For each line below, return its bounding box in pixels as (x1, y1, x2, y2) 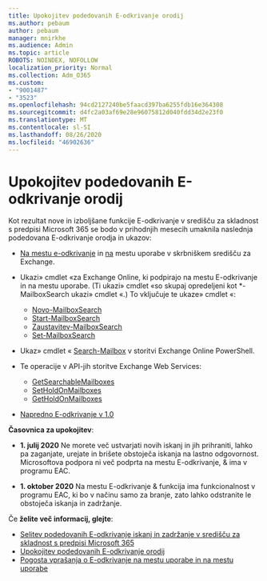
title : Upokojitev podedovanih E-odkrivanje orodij (8, 11, 184, 20)
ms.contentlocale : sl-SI (8, 123, 91, 131)
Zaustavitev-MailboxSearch (31, 322, 122, 332)
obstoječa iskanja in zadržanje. (19, 499, 122, 508)
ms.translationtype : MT (8, 116, 88, 124)
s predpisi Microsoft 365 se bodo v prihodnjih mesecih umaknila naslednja (8, 225, 253, 234)
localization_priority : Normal (8, 64, 113, 72)
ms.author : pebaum (8, 19, 70, 27)
